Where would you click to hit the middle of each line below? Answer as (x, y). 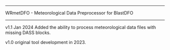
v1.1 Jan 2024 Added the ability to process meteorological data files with (81, 27)
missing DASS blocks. (28, 32)
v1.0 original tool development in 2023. (46, 42)
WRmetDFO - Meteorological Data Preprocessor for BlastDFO (69, 13)
